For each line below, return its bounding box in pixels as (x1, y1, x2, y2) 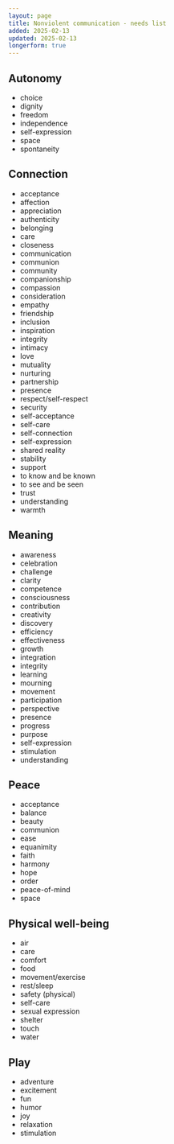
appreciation (19, 206, 62, 216)
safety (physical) (19, 990, 76, 999)
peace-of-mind (19, 885, 71, 895)
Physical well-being (8, 916, 110, 930)
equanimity (19, 842, 58, 852)
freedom (19, 109, 49, 119)
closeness (19, 240, 55, 249)
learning (19, 669, 48, 679)
